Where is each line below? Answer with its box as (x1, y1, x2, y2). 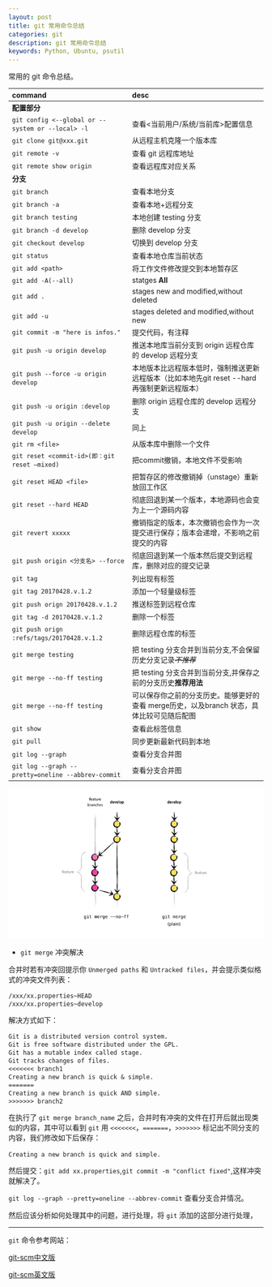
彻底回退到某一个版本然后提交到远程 (132, 551, 253, 560)
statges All (132, 276, 168, 285)
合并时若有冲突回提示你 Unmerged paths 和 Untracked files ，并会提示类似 (8, 964, 255, 974)
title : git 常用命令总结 (8, 21, 85, 30)
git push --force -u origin (11, 370, 107, 379)
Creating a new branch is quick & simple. (8, 1073, 154, 1081)
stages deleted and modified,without (132, 307, 254, 316)
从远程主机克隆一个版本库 (132, 135, 218, 145)
